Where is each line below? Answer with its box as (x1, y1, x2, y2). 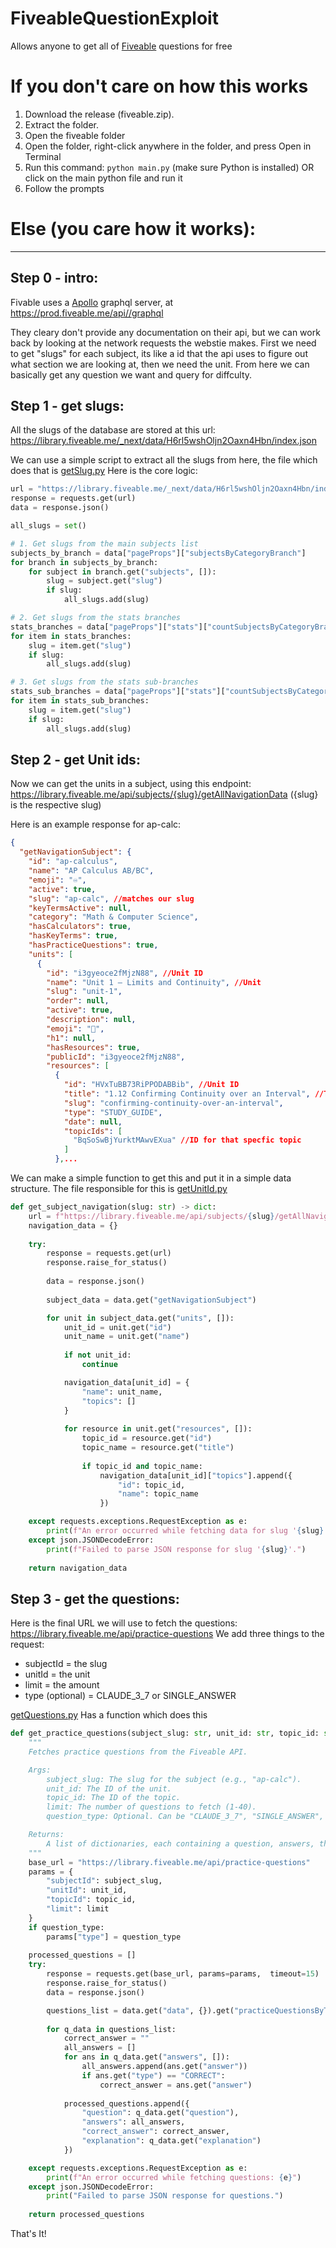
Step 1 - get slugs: (10, 398, 125, 415)
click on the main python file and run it (24, 172, 183, 184)
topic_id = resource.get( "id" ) (81, 1433, 213, 1444)
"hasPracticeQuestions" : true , (28, 940, 159, 950)
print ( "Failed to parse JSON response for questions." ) (46, 2191, 284, 2201)
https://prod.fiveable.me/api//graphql (10, 307, 164, 319)
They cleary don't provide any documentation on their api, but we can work (10, 326, 321, 338)
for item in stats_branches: (10, 631, 132, 641)
